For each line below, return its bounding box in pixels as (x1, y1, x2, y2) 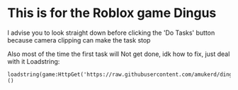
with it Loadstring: (7, 57, 60, 65)
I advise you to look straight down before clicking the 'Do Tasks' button (7, 28, 215, 37)
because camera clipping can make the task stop (7, 35, 151, 44)
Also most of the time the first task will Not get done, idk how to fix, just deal (7, 50, 230, 58)
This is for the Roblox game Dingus (7, 5, 217, 21)
